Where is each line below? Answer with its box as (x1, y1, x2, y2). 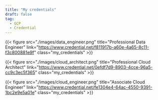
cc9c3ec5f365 (5, 69, 36, 75)
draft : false (5, 12, 32, 17)
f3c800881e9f (5, 50, 35, 56)
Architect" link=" (5, 65, 39, 70)
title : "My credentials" (5, 7, 56, 12)
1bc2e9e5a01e (5, 90, 35, 96)
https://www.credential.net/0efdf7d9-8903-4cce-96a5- (39, 65, 153, 70)
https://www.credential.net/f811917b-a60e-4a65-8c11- (38, 44, 150, 50)
